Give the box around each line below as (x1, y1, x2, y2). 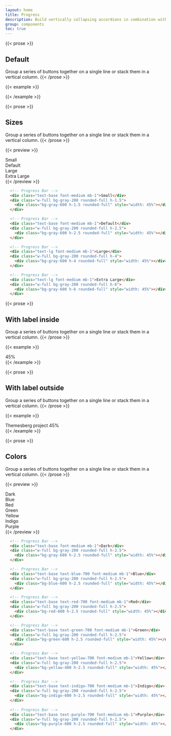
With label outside (5, 384, 65, 392)
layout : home (5, 7, 33, 13)
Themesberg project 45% (5, 422, 60, 428)
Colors (5, 452, 27, 461)
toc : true (5, 26, 26, 32)
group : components (5, 21, 44, 27)
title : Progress (5, 12, 40, 17)
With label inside (5, 315, 60, 324)
